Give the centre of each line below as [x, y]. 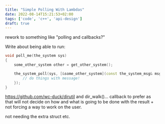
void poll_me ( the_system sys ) [36, 56]
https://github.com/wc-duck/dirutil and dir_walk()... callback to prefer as [78, 97]
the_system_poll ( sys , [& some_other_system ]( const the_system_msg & [83, 74]
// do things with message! [51, 78]
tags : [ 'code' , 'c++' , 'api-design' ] [44, 19]
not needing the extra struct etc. [38, 117]
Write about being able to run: [35, 47]
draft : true [17, 23]
